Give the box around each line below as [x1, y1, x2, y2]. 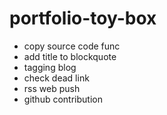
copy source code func [23, 40, 121, 52]
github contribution [23, 93, 103, 105]
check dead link [23, 72, 90, 84]
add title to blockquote [23, 50, 117, 62]
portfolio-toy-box [9, 7, 157, 30]
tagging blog [23, 61, 77, 73]
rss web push [23, 82, 81, 94]
